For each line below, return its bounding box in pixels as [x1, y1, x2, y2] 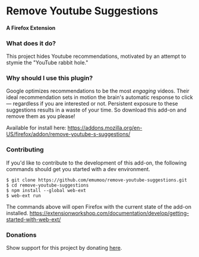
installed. [6, 209, 29, 216]
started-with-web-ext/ [6, 216, 61, 223]
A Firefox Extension [6, 24, 56, 31]
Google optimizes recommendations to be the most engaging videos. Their [6, 88, 190, 95]
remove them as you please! [6, 113, 75, 120]
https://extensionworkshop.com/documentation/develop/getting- [29, 209, 189, 216]
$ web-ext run [6, 193, 42, 199]
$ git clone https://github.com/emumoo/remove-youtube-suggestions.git [6, 177, 187, 183]
